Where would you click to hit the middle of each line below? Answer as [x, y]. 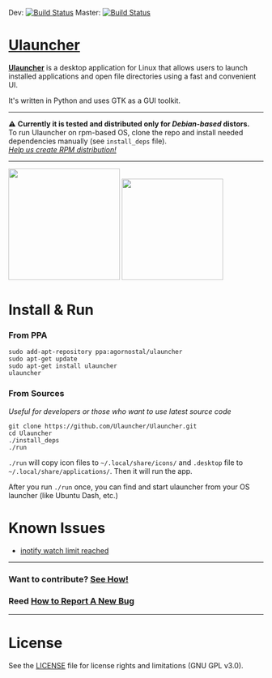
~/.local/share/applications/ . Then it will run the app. [100, 471]
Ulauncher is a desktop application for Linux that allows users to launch [128, 67]
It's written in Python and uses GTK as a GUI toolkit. [94, 100]
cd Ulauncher [30, 433]
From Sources [36, 394]
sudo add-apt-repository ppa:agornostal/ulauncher [96, 352]
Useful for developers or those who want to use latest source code [120, 411]
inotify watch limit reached [64, 550]
